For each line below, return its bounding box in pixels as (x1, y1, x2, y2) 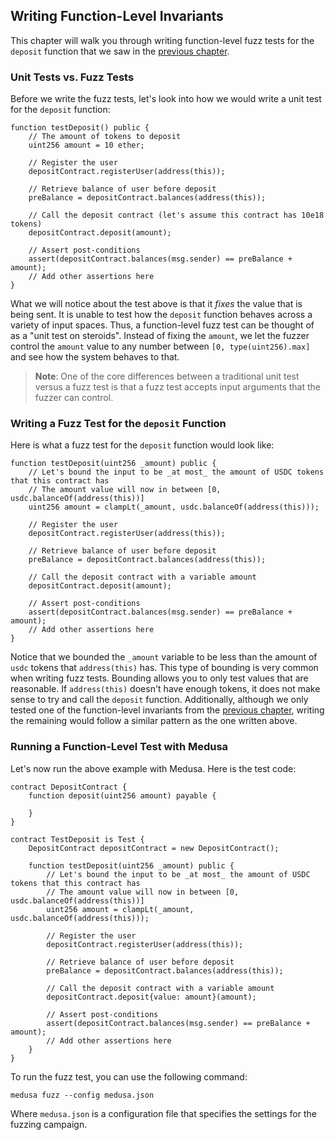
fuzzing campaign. (10, 1118, 88, 1130)
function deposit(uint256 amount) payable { (28, 790, 217, 801)
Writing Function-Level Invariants (10, 8, 224, 25)
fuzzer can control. (34, 392, 114, 404)
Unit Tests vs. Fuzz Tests (10, 70, 135, 84)
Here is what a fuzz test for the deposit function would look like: (10, 439, 275, 451)
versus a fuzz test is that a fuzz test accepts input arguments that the (34, 381, 321, 393)
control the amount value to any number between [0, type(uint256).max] (10, 340, 311, 353)
